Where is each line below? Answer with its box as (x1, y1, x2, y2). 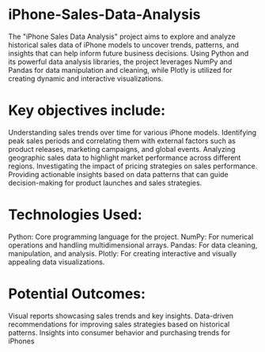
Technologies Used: (8, 206, 142, 224)
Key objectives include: (8, 101, 166, 119)
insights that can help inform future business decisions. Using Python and (8, 48, 249, 58)
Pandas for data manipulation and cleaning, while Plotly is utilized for (8, 65, 233, 74)
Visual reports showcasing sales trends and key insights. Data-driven (8, 311, 234, 320)
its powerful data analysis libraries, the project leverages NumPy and (8, 57, 233, 66)
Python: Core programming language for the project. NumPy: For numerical (8, 232, 254, 241)
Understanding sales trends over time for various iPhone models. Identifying (8, 127, 257, 137)
